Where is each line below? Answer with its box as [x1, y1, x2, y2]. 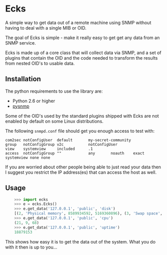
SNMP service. [5, 40, 36, 46]
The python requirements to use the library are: [5, 88, 103, 94]
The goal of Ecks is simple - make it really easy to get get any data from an [5, 35, 160, 41]
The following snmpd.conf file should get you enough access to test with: [5, 128, 155, 134]
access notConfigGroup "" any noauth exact [5, 151, 144, 156]
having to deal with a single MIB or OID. [5, 25, 87, 31]
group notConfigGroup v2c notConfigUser [5, 142, 118, 147]
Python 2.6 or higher [12, 98, 55, 104]
